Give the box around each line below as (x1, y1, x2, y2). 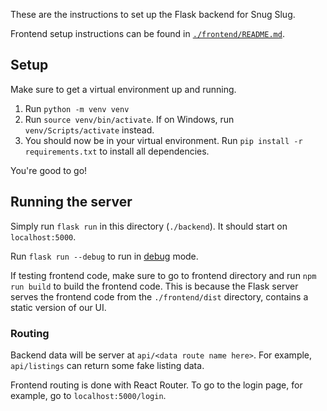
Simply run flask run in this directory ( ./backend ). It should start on (10, 220, 288, 232)
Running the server (10, 194, 133, 211)
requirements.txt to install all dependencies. (24, 145, 210, 157)
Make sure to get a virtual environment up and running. (10, 83, 237, 95)
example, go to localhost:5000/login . (10, 389, 167, 401)
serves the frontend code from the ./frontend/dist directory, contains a (10, 290, 309, 303)
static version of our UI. (10, 301, 107, 313)
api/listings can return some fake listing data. (10, 359, 205, 371)
